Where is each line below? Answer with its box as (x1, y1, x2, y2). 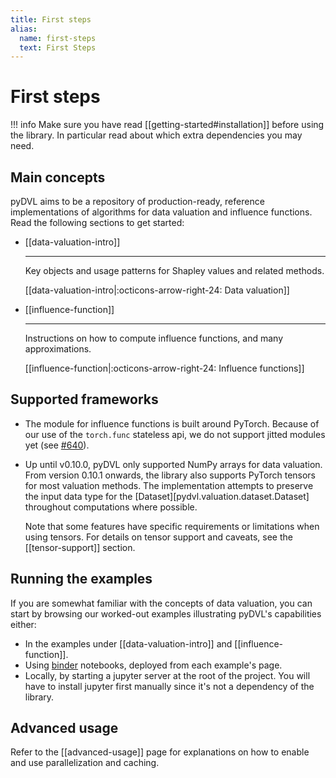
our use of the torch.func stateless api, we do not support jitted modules (24, 428, 326, 440)
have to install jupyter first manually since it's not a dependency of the (24, 680, 315, 692)
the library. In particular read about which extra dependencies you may (10, 129, 303, 141)
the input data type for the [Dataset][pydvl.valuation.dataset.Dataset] (24, 490, 310, 502)
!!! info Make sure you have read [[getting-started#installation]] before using (10, 119, 325, 131)
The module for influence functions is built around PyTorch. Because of (24, 417, 320, 430)
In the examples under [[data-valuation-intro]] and (24, 637, 233, 650)
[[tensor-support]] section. (24, 541, 136, 553)
